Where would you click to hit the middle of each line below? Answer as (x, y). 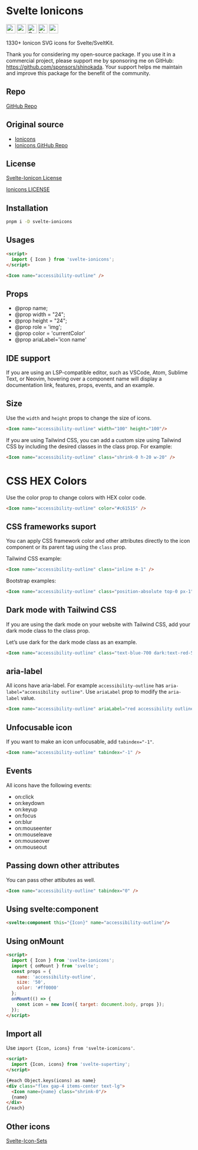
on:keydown (29, 803)
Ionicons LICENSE (28, 189)
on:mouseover (32, 840)
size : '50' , (31, 983)
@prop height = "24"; (41, 321)
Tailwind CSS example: (34, 559)
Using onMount (35, 941)
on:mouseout (31, 847)
